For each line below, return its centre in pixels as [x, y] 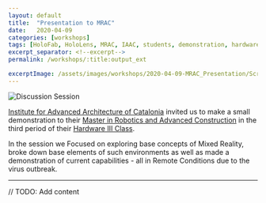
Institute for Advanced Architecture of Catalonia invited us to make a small [129, 111]
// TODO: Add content [44, 191]
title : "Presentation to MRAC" [61, 23]
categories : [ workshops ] [49, 38]
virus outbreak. [33, 169]
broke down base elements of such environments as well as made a [119, 152]
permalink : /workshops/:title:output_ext [78, 60]
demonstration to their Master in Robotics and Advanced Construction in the [133, 120]
